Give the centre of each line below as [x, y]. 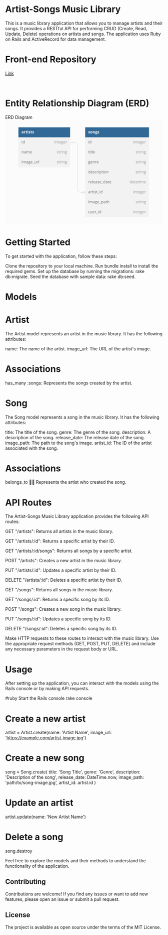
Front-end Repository [51, 59]
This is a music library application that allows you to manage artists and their [84, 23]
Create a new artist [45, 718]
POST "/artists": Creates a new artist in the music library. [64, 561]
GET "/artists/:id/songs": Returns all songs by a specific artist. [69, 551]
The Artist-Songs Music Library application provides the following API [77, 516]
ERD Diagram [19, 117]
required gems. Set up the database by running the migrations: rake [75, 271]
